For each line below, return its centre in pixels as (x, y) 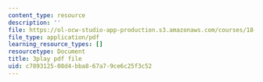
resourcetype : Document (47, 52)
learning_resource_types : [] (56, 45)
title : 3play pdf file (45, 59)
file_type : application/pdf (54, 37)
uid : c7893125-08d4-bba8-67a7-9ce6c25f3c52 (80, 66)
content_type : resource (47, 15)
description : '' (34, 23)
